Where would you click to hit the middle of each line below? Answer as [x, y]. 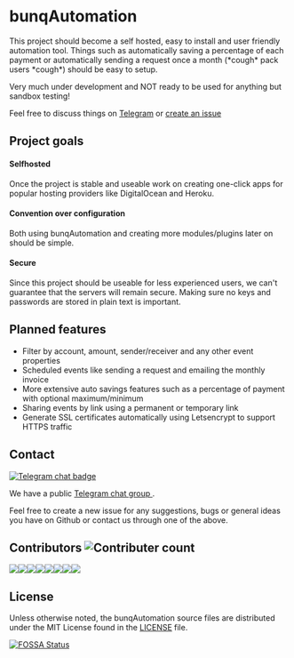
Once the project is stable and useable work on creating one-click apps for [147, 183]
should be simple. [42, 243]
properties [41, 360]
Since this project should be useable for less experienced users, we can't [143, 283]
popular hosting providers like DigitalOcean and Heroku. [112, 193]
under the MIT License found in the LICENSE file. [99, 628]
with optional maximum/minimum [83, 398]
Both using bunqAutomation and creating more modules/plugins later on [141, 233]
